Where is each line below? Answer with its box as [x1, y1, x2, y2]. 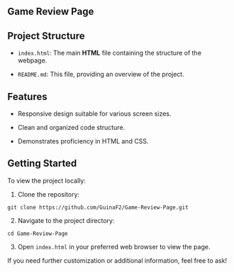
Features [7, 90, 48, 102]
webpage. [17, 56, 48, 65]
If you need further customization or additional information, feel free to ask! [7, 256, 228, 265]
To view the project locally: [7, 176, 87, 185]
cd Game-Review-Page [7, 230, 69, 237]
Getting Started [7, 158, 77, 170]
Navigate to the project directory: [17, 216, 115, 224]
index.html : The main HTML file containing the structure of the [17, 49, 202, 58]
